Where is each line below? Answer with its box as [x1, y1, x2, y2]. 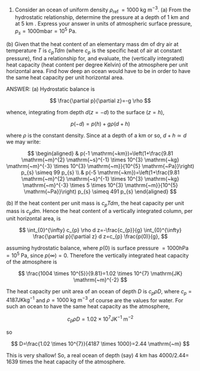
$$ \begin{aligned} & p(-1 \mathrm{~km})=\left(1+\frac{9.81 [27, 150, 174, 157]
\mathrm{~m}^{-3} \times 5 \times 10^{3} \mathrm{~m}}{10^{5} [22, 181, 179, 188]
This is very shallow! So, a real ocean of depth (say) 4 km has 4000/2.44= [6, 351, 189, 358]
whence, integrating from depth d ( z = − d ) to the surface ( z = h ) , [6, 108, 165, 115]
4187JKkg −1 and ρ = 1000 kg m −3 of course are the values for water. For [6, 296, 184, 304]
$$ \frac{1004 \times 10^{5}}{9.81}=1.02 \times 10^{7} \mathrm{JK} [17, 269, 183, 277]
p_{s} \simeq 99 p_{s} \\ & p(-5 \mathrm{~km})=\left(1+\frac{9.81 [20, 169, 180, 176]
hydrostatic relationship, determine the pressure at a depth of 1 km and [14, 14, 189, 21]
